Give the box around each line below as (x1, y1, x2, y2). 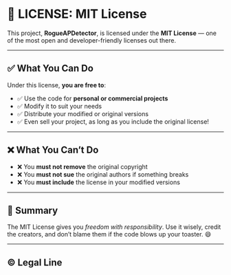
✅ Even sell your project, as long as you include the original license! (16, 117, 210, 126)
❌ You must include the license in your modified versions (16, 178, 181, 186)
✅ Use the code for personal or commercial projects (16, 94, 168, 102)
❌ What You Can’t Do (7, 144, 99, 156)
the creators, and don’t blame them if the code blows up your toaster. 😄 (7, 230, 212, 239)
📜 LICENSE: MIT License (7, 6, 147, 22)
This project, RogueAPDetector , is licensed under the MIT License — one (7, 29, 217, 37)
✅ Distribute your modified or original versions (16, 109, 149, 118)
